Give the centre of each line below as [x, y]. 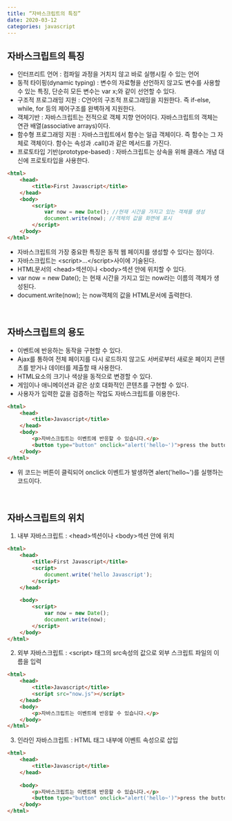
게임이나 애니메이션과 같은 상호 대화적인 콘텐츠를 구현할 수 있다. [103, 385]
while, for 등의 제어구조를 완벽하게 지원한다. [76, 108]
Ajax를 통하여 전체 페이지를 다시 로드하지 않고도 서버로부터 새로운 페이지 [115, 359]
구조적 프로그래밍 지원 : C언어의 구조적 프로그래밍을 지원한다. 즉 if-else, [114, 100]
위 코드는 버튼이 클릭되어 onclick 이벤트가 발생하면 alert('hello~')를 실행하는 [120, 472]
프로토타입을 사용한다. [60, 160]
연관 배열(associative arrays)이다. [64, 126]
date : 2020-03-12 [32, 20]
